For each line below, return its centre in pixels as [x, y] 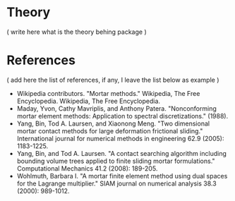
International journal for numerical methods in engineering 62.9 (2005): [120, 138]
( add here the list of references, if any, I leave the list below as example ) [113, 80]
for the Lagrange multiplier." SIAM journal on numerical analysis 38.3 [116, 183]
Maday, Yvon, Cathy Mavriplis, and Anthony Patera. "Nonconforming [116, 108]
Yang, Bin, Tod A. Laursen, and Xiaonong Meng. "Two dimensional [113, 123]
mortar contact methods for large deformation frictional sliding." [110, 130]
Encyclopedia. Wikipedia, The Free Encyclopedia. [88, 101]
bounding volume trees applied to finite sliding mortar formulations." [116, 161]
